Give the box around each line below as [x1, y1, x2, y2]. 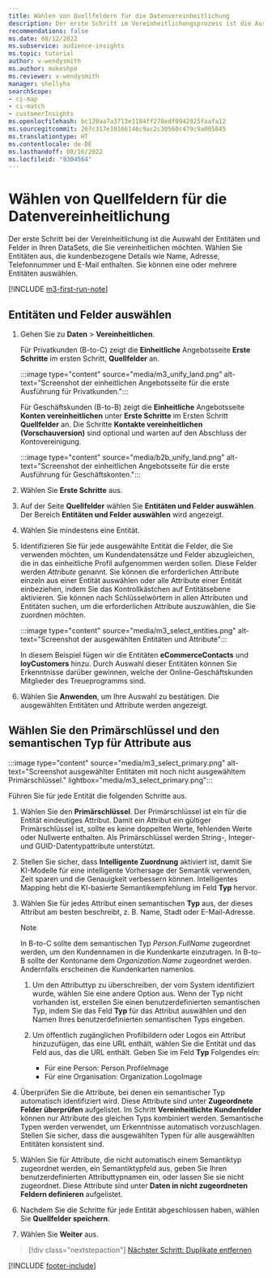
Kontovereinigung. [19, 437, 82, 446]
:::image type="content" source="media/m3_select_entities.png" [19, 626, 236, 635]
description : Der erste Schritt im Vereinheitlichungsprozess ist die [8, 19, 252, 28]
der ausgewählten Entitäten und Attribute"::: [80, 634, 227, 644]
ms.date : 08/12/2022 [8, 34, 79, 43]
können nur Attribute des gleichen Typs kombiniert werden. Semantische [19, 1113, 264, 1123]
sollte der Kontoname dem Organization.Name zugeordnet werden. [27, 955, 252, 965]
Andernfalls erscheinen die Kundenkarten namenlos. [19, 964, 196, 974]
